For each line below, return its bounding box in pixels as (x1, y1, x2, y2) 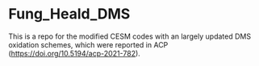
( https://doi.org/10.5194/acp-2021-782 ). (8, 48, 141, 58)
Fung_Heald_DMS (8, 5, 131, 23)
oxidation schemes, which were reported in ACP (8, 39, 169, 49)
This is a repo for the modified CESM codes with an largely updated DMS (8, 31, 252, 41)
